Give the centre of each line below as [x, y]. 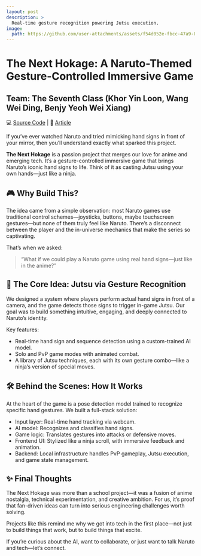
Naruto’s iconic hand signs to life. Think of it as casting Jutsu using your [95, 167]
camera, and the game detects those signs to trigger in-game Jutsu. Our [95, 305]
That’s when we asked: [34, 247]
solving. [16, 512]
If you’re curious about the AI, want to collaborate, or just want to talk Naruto [100, 542]
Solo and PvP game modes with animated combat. [77, 353]
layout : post [22, 12]
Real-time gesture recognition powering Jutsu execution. [86, 23]
